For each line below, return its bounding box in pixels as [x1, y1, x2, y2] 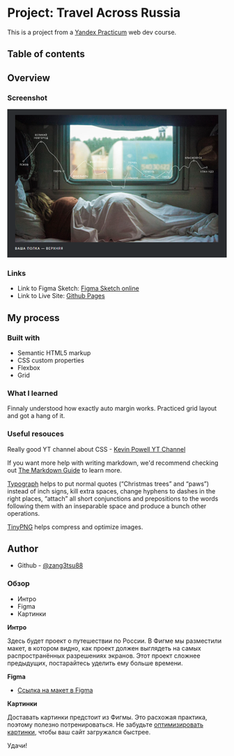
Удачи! [7, 741, 28, 750]
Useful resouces [7, 429, 64, 439]
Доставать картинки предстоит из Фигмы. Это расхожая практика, [7, 713, 208, 721]
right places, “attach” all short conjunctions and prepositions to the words [7, 494, 219, 503]
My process [7, 312, 60, 324]
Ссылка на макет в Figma [17, 685, 93, 694]
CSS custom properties [17, 356, 85, 364]
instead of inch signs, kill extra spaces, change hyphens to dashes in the [7, 487, 216, 495]
